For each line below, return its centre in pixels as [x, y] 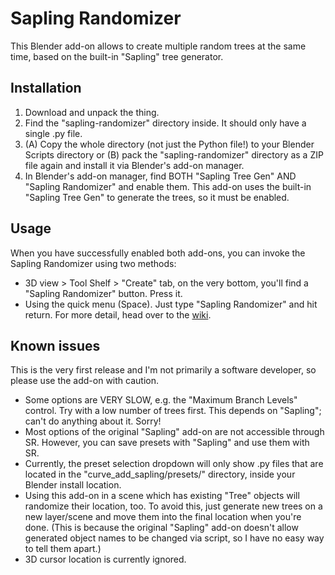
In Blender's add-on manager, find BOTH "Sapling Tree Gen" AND [160, 176]
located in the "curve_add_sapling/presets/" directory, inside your [160, 474]
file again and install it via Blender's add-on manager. [134, 165]
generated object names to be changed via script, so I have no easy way [174, 538]
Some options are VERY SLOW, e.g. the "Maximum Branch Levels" [161, 400]
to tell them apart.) [63, 549]
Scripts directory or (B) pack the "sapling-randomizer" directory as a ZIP [174, 154]
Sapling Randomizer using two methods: [93, 263]
